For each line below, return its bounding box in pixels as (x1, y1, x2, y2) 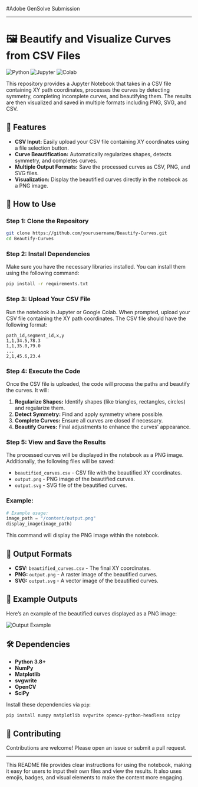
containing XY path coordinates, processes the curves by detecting (6, 86, 170, 93)
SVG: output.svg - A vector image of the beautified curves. (14, 577, 159, 584)
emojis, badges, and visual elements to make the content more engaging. (6, 774, 184, 781)
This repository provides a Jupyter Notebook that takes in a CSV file (6, 80, 171, 87)
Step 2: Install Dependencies (6, 250, 90, 258)
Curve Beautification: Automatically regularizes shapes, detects (14, 150, 172, 157)
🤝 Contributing (6, 728, 61, 738)
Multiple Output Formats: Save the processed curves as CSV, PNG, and (14, 163, 190, 170)
